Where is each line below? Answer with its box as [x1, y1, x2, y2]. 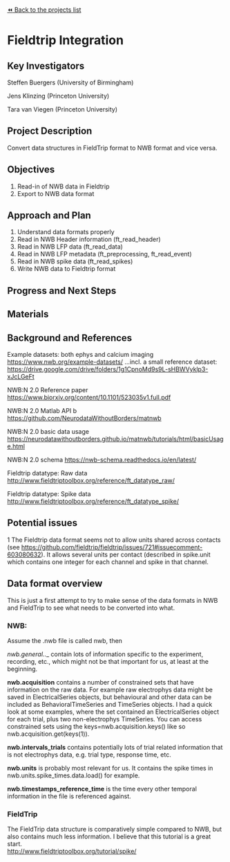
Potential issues [7, 517, 78, 529]
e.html [7, 442, 26, 450]
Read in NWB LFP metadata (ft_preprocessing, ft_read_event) [17, 250, 192, 258]
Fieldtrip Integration [7, 33, 124, 49]
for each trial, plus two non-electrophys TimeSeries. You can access [7, 714, 202, 723]
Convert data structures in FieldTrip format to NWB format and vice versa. [7, 143, 218, 152]
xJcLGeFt [7, 373, 35, 381]
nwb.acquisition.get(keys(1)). [7, 730, 90, 738]
